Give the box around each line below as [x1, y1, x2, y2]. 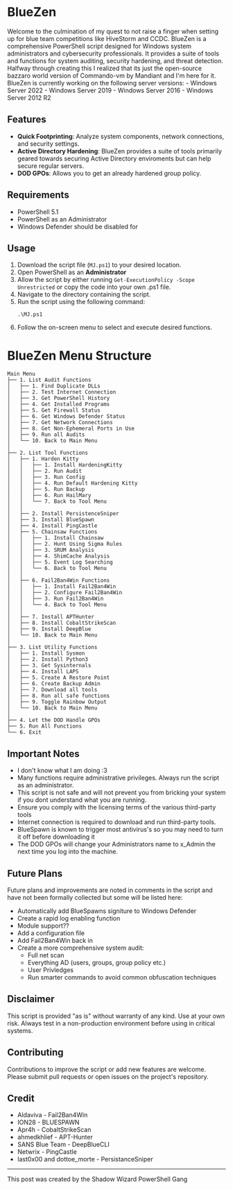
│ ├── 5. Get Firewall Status [7, 407, 101, 414]
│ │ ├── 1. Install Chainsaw [7, 535, 104, 542]
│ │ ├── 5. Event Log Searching [7, 559, 113, 566]
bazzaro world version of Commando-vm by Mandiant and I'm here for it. [7, 71, 216, 80]
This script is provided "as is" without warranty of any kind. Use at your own [7, 1012, 225, 1020]
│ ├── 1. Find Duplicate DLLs [7, 383, 101, 389]
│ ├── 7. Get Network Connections [7, 419, 113, 426]
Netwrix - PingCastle [17, 1148, 78, 1156]
